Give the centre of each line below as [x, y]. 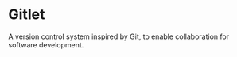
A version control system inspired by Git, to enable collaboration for [118, 36]
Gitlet [27, 15]
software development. [46, 44]
